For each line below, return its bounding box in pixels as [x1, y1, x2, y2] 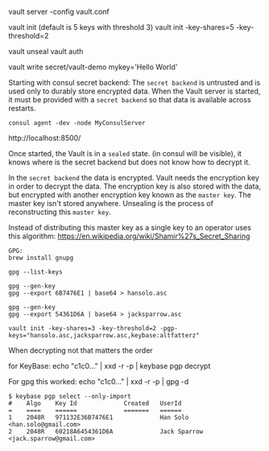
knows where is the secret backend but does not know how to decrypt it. [8, 157, 251, 167]
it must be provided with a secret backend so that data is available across [8, 95, 251, 104]
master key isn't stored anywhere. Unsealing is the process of [8, 199, 213, 208]
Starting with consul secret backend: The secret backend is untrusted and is [8, 78, 261, 87]
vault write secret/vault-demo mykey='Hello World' [8, 62, 178, 72]
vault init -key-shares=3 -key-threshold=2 [8, 325, 157, 333]
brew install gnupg [8, 254, 74, 262]
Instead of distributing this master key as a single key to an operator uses [8, 223, 251, 232]
